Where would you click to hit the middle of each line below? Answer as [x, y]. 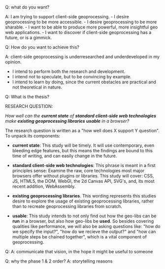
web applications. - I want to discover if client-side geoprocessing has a [78, 32]
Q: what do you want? [27, 7]
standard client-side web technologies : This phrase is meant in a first [84, 165]
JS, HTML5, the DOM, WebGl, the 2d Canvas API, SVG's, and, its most [83, 181]
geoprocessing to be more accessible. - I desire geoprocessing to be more [81, 22]
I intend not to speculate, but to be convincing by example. [72, 77]
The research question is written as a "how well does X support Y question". [82, 131]
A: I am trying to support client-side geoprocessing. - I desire [67, 17]
